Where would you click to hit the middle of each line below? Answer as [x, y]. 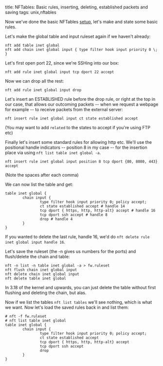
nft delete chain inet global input [42, 274]
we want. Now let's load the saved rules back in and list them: [67, 307]
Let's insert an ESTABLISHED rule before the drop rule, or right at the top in [80, 99]
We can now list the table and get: [39, 184]
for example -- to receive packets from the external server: [64, 109]
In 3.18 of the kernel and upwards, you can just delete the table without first [81, 287]
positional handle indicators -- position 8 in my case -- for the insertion [76, 147]
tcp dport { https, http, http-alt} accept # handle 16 [98, 210]
